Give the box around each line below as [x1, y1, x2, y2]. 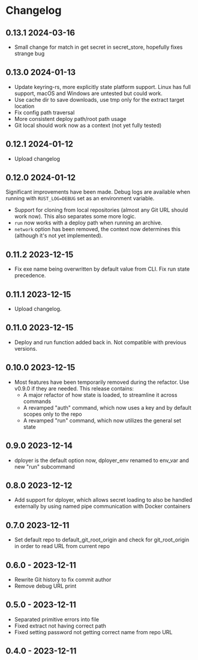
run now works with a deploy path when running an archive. [14, 219, 163, 226]
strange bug [14, 50, 45, 57]
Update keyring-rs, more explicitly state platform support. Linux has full [14, 83, 191, 90]
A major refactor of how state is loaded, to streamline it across [23, 391, 178, 398]
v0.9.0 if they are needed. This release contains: [14, 384, 134, 392]
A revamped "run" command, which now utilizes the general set [23, 416, 181, 424]
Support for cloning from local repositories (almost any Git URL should [14, 206, 188, 214]
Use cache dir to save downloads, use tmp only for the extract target [14, 96, 185, 103]
